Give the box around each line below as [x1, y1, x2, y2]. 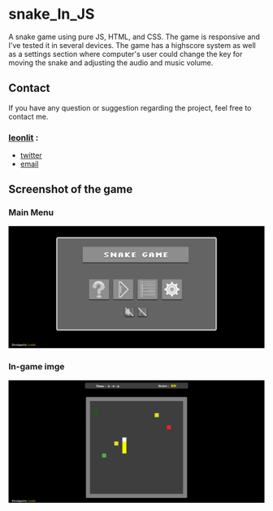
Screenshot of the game [8, 182, 133, 196]
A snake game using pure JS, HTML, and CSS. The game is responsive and [8, 32, 260, 41]
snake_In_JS [8, 5, 95, 24]
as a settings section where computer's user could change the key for [8, 49, 243, 59]
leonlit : [8, 132, 39, 143]
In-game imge [8, 361, 65, 373]
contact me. [8, 111, 49, 121]
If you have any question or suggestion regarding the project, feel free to [8, 103, 252, 112]
